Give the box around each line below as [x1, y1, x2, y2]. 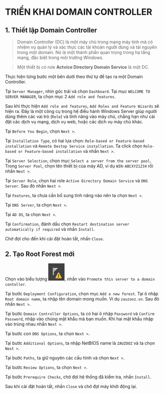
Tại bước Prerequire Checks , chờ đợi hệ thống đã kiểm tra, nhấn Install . [5, 374, 152, 380]
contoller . [5, 281, 26, 287]
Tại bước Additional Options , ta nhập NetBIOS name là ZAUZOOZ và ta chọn [5, 340, 155, 346]
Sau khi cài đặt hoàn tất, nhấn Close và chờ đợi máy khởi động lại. [5, 383, 138, 389]
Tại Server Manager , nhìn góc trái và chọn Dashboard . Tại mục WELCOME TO [5, 88, 150, 94]
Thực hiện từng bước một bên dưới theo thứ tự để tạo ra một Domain [5, 74, 143, 80]
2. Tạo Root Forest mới [5, 250, 75, 258]
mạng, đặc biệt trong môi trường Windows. [17, 55, 104, 60]
